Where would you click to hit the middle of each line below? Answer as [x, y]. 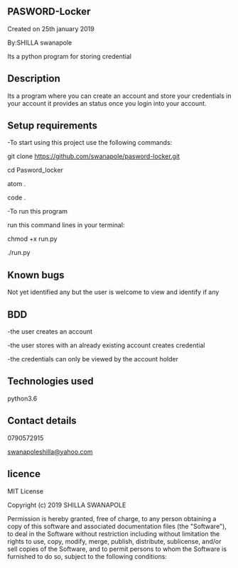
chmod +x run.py [32, 239]
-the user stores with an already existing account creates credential [106, 345]
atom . [17, 184]
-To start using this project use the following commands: [90, 143]
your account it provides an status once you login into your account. [107, 103]
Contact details [42, 421]
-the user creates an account [50, 332]
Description [34, 78]
